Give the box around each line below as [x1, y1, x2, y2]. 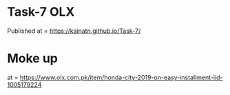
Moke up [7, 51, 59, 66]
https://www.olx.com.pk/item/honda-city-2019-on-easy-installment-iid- [19, 73, 223, 81]
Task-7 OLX [7, 4, 75, 20]
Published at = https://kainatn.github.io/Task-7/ [7, 27, 141, 35]
